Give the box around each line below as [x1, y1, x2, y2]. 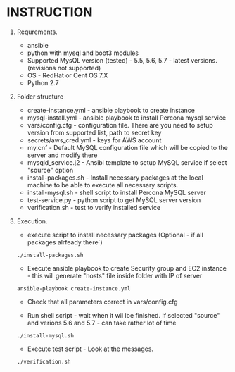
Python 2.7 [27, 78, 59, 87]
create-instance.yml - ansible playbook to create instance [27, 106, 195, 114]
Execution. [16, 216, 48, 225]
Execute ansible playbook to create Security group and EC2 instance [27, 263, 227, 272]
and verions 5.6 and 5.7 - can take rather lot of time [27, 318, 177, 327]
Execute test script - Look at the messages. [27, 345, 154, 353]
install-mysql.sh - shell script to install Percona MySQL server [27, 188, 207, 197]
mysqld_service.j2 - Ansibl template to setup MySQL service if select [27, 158, 227, 166]
